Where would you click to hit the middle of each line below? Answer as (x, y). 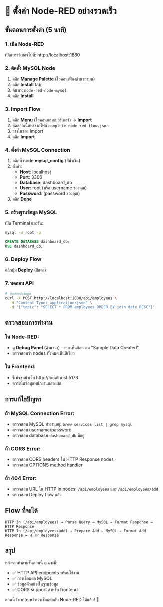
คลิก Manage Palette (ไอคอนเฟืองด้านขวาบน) (54, 79)
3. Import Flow (23, 109)
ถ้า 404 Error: (21, 478)
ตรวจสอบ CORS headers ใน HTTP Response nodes (63, 459)
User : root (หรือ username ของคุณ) (53, 188)
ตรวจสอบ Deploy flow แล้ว (37, 495)
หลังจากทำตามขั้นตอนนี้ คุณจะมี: (31, 562)
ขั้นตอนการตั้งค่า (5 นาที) (36, 30)
